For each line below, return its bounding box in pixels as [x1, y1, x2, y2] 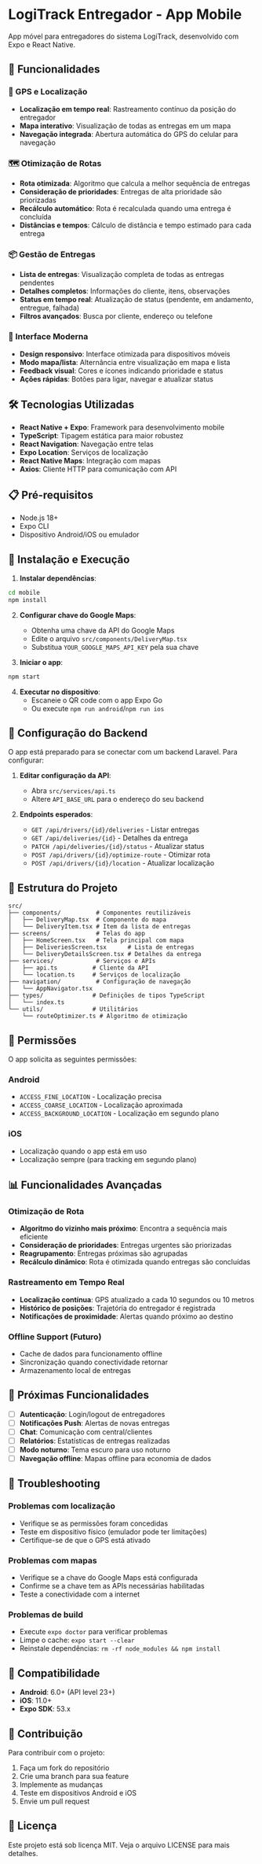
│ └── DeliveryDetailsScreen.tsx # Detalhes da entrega [8, 950, 202, 958]
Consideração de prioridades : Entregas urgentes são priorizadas [19, 1241, 232, 1250]
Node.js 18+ [19, 513, 59, 522]
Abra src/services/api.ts [31, 786, 116, 795]
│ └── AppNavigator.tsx [8, 985, 93, 993]
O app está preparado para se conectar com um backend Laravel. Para [8, 747, 238, 757]
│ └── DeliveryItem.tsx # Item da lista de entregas [8, 923, 191, 931]
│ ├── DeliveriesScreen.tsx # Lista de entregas [8, 943, 195, 951]
